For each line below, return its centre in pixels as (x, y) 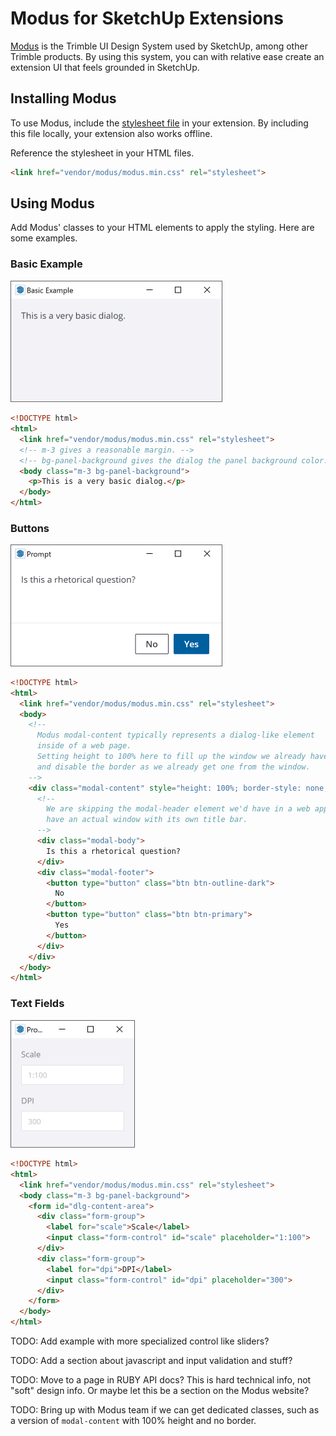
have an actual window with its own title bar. (147, 820)
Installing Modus (63, 98)
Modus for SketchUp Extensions (147, 18)
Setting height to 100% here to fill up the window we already (171, 757)
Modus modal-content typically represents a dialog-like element (175, 735)
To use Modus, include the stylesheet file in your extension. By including (159, 123)
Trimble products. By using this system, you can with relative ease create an (167, 56)
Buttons (30, 529)
